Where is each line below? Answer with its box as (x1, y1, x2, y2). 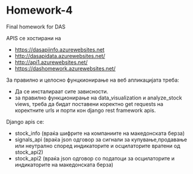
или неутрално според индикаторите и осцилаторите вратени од (14, 142, 181, 149)
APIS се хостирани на (6, 34, 61, 41)
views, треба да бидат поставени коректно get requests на (14, 100, 163, 107)
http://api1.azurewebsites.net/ (14, 59, 88, 66)
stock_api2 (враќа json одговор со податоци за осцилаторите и (14, 154, 175, 162)
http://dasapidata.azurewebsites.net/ (14, 52, 106, 59)
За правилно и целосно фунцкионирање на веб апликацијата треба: (6, 76, 179, 83)
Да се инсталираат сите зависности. (14, 88, 109, 95)
